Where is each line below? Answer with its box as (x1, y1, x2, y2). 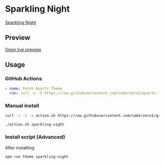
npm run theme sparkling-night (5, 154, 69, 159)
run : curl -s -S (9, 91, 42, 96)
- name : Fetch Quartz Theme (5, 86, 62, 91)
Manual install (5, 102, 40, 109)
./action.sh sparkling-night (5, 122, 64, 127)
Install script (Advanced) (5, 134, 65, 141)
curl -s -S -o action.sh (5, 113, 56, 118)
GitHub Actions (5, 75, 42, 82)
